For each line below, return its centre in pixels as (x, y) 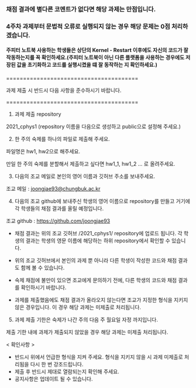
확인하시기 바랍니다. (44, 287)
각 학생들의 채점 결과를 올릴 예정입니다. (59, 208)
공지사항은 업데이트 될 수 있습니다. (54, 379)
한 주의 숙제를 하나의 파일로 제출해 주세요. (62, 139)
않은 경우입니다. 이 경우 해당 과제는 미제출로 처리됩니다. (78, 307)
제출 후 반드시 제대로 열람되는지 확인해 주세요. (67, 372)
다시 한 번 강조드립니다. (57, 365)
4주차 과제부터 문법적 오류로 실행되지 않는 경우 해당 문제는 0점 (88, 26)
